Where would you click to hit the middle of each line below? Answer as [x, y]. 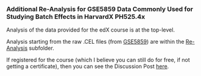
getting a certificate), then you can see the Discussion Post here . [88, 66]
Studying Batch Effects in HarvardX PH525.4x [76, 16]
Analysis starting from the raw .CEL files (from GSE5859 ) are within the [95, 42]
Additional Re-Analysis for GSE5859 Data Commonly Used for [100, 9]
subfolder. [42, 48]
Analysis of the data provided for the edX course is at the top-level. [91, 30]
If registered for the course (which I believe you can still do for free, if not [98, 60]
